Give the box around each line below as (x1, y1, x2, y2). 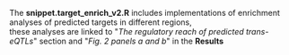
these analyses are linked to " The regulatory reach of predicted (9, 27, 244, 36)
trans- (245, 27, 269, 36)
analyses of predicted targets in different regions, (9, 17, 193, 27)
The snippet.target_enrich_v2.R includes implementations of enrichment (9, 8, 281, 18)
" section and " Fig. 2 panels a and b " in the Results (32, 35, 224, 46)
